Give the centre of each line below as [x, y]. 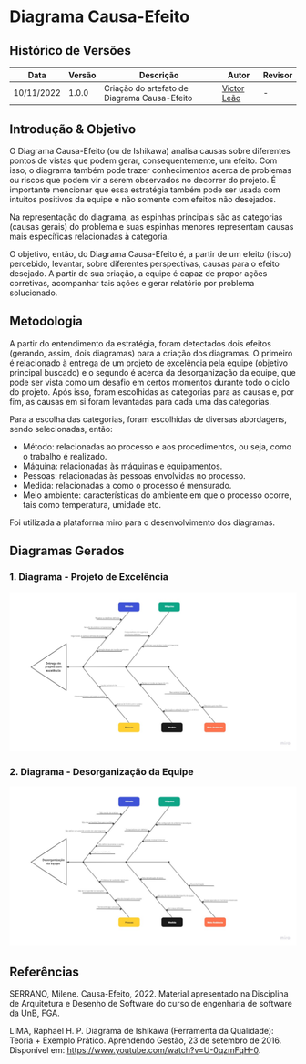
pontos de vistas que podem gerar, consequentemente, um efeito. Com [143, 160]
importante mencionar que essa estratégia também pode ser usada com [145, 190]
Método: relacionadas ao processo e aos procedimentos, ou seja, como [157, 446]
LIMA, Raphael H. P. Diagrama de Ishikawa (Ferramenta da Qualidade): [142, 1031]
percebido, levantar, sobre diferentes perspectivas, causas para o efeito [144, 264]
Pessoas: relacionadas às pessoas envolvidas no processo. [134, 475]
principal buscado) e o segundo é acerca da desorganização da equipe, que [153, 372]
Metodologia [46, 321]
